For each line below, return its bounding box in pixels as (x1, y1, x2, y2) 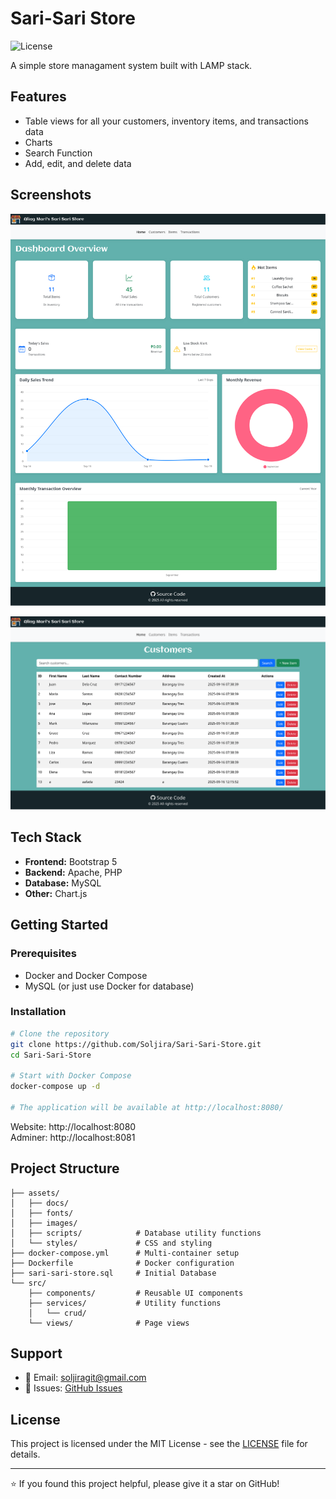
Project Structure (10, 1160, 120, 1177)
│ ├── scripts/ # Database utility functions (10, 1228, 262, 1238)
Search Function (24, 147, 93, 159)
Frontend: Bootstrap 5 (24, 855, 118, 867)
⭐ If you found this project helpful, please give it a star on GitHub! (10, 1478, 280, 1490)
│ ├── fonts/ (10, 1208, 74, 1218)
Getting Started (10, 917, 109, 934)
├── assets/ (10, 1188, 60, 1198)
